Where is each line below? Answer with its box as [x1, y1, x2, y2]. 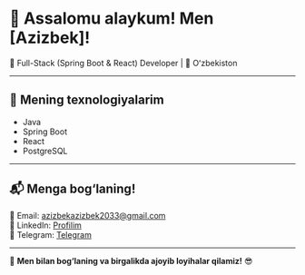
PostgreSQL [22, 145, 68, 156]
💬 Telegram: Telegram [9, 229, 93, 240]
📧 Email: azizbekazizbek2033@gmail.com [9, 210, 166, 221]
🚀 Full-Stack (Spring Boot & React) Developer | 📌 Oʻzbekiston [9, 57, 238, 68]
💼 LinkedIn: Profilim [9, 220, 82, 231]
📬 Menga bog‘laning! [9, 182, 136, 197]
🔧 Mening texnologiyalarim [9, 93, 165, 108]
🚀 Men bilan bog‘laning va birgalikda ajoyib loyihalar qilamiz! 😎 [9, 255, 253, 266]
